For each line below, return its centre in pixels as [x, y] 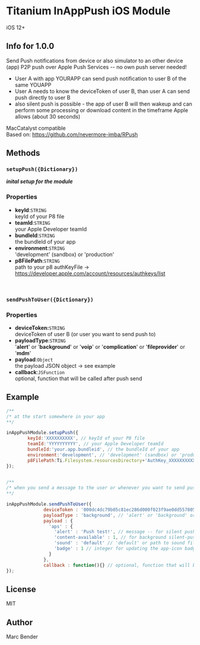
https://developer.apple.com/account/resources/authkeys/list [90, 273]
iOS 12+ [16, 27]
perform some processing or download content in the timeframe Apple [101, 110]
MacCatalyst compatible [36, 128]
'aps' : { [61, 526]
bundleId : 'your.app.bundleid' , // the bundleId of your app [104, 449]
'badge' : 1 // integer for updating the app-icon [118, 549]
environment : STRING [40, 248]
